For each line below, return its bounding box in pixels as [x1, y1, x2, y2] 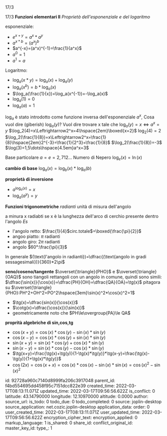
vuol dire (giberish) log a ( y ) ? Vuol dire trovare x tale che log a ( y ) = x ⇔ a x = [5, 120, 160, 128]
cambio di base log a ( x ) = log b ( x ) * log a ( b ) [5, 165, 92, 172]
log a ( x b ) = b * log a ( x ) [12, 83, 56, 91]
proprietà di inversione [5, 176, 53, 182]
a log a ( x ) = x [12, 186, 36, 193]
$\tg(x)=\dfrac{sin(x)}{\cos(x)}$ [12, 299, 78, 305]
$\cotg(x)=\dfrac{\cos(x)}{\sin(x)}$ [12, 305, 85, 311]
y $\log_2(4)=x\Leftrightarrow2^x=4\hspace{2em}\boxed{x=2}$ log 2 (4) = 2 [5, 128, 161, 135]
